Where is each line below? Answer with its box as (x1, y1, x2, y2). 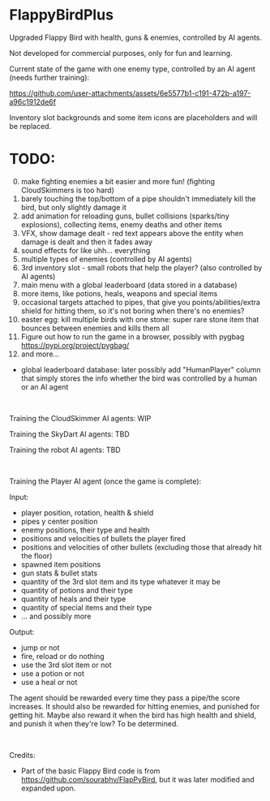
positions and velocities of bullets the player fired (20, 533, 186, 543)
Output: (9, 627, 35, 636)
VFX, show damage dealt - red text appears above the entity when (20, 228, 244, 238)
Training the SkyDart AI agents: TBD (9, 428, 131, 439)
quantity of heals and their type (20, 594, 126, 604)
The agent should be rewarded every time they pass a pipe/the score (9, 692, 240, 703)
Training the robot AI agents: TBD (9, 445, 121, 454)
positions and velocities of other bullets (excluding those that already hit (20, 542, 262, 552)
